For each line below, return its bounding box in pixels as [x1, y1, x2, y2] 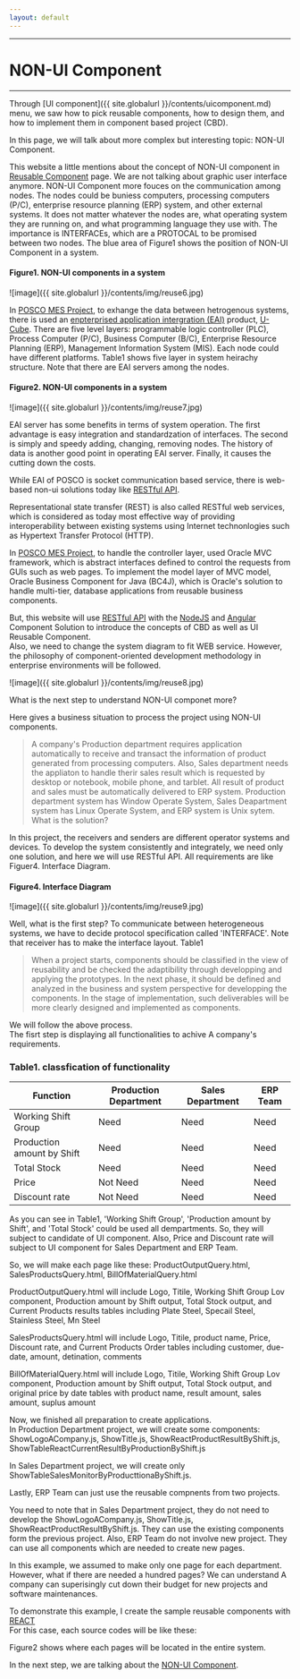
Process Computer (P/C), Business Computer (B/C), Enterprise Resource [9, 333, 277, 344]
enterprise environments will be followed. [9, 660, 162, 670]
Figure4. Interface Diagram [9, 881, 112, 891]
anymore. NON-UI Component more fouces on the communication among [9, 180, 281, 191]
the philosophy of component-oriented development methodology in [9, 650, 262, 661]
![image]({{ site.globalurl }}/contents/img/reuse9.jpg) [9, 901, 204, 912]
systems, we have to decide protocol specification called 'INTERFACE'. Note [9, 928, 289, 939]
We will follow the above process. [9, 1019, 133, 1030]
